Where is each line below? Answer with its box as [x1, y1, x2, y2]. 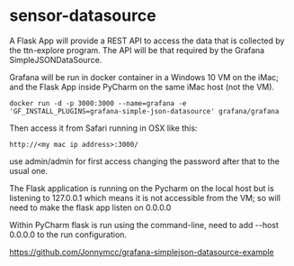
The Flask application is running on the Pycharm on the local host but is [9, 182, 274, 194]
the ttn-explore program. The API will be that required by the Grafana [9, 44, 265, 55]
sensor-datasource [9, 5, 156, 26]
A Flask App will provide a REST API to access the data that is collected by [9, 35, 285, 46]
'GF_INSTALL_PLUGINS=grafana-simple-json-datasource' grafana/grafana [9, 106, 280, 115]
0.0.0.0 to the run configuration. [9, 229, 128, 240]
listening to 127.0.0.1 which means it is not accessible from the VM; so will [9, 192, 281, 203]
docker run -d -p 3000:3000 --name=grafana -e [9, 98, 187, 108]
